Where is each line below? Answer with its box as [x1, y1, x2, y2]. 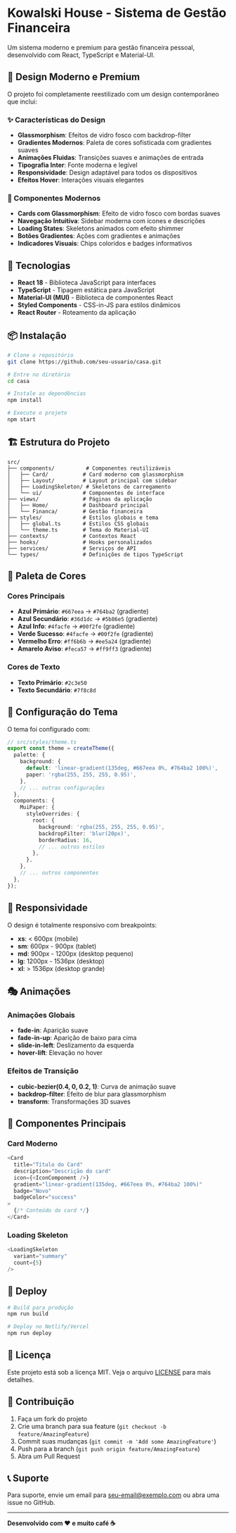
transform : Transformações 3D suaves [17, 1097, 131, 1106]
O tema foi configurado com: [7, 725, 91, 733]
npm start [7, 416, 37, 423]
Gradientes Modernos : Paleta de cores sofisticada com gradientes [17, 139, 212, 147]
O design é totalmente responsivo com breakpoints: [7, 920, 157, 929]
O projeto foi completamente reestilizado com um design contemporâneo [7, 89, 219, 98]
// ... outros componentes [20, 870, 99, 877]
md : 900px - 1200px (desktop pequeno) [17, 949, 134, 958]
